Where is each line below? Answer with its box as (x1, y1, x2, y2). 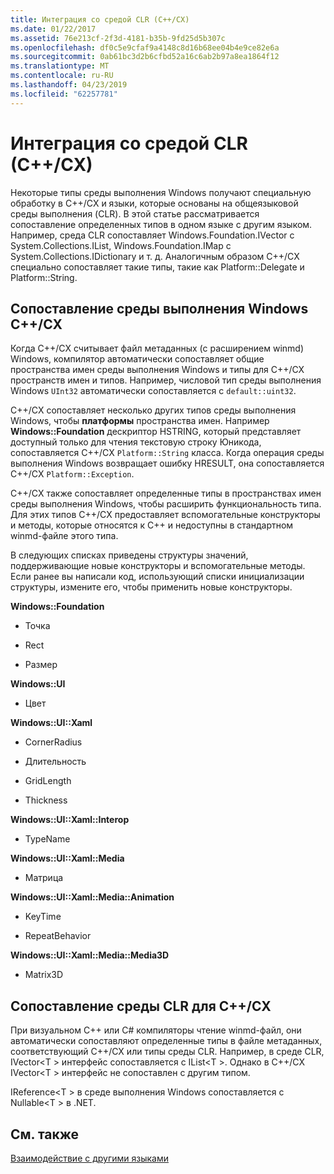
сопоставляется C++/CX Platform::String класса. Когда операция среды (10, 447, 325, 459)
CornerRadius (24, 736, 83, 748)
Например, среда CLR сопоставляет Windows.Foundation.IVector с (10, 229, 295, 241)
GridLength (24, 775, 72, 787)
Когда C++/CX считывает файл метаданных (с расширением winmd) (10, 342, 305, 355)
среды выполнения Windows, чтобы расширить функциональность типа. (10, 498, 322, 510)
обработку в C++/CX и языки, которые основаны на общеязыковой (10, 197, 299, 209)
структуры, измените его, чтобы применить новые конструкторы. (10, 581, 293, 593)
